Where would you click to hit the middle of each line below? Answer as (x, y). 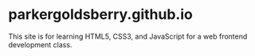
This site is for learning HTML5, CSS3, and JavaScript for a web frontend (128, 36)
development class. (40, 44)
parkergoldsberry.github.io (100, 15)
